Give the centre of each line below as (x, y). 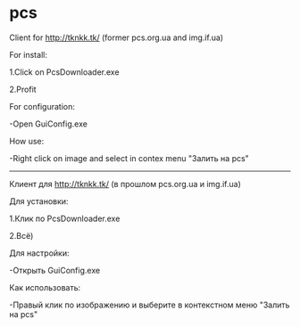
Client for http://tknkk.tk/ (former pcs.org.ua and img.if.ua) (117, 37)
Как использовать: (45, 287)
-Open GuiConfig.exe (48, 124)
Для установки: (39, 201)
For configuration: (42, 106)
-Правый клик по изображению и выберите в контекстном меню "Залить (150, 305)
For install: (28, 54)
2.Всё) (21, 235)
